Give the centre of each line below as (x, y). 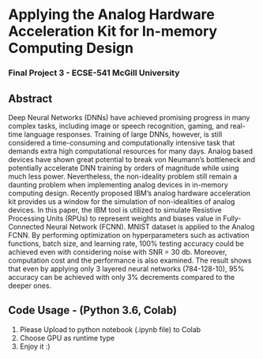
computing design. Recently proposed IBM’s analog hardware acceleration (130, 193)
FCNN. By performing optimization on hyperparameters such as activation (129, 235)
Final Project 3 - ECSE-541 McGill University (94, 73)
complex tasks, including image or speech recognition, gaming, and (118, 126)
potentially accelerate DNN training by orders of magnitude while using (124, 168)
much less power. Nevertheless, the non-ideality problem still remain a (123, 176)
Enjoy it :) (35, 346)
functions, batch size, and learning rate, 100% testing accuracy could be (126, 244)
